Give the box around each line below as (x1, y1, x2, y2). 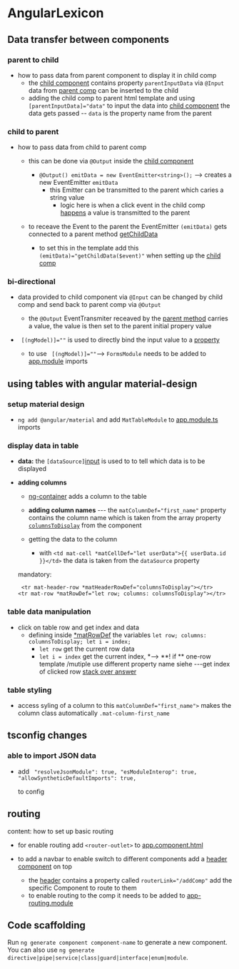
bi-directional (7, 277, 56, 287)
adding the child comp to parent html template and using (28, 93, 195, 102)
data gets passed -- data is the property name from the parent (28, 108, 212, 117)
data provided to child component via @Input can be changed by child (17, 293, 223, 301)
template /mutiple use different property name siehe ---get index (39, 659, 230, 668)
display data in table (7, 441, 79, 451)
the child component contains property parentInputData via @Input (28, 78, 225, 87)
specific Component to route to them (28, 883, 137, 892)
